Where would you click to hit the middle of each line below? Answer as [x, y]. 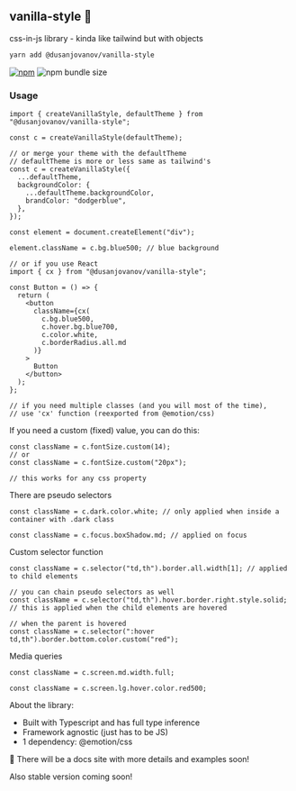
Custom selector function [56, 551]
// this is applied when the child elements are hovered [118, 608]
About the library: [42, 705]
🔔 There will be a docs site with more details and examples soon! [130, 759]
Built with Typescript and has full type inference [111, 723]
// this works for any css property [78, 478]
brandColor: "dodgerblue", [76, 200]
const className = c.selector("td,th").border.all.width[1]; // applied [148, 568]
